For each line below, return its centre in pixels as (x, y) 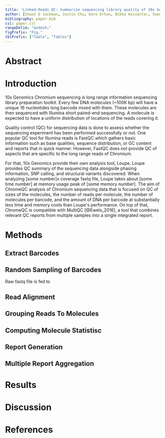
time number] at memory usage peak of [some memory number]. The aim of (82, 184)
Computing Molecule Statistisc (54, 330)
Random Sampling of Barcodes (53, 270)
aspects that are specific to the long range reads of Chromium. (69, 154)
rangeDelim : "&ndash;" (28, 28)
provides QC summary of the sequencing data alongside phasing (71, 168)
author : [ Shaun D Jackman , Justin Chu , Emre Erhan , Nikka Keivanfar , (78, 14)
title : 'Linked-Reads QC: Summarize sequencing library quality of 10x (80, 10)
